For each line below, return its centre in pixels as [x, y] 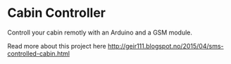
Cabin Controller [56, 13]
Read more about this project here [57, 46]
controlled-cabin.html [39, 53]
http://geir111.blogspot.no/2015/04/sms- [166, 46]
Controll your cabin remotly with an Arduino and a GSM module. [100, 32]
